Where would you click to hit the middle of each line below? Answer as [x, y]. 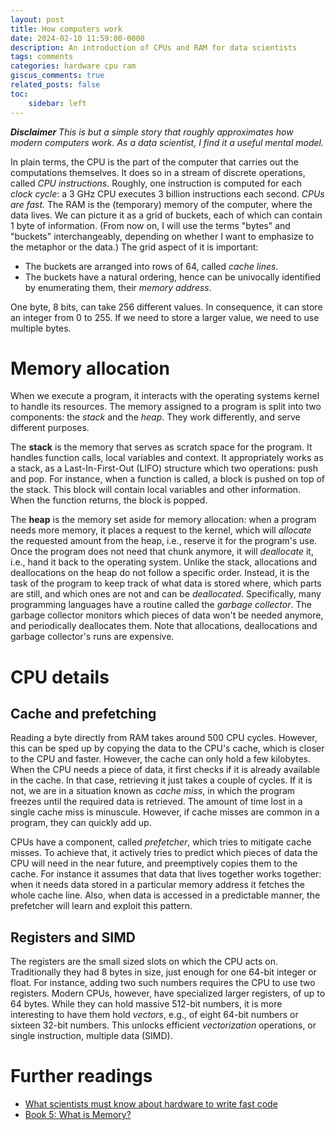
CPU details [60, 677]
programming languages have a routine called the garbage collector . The [161, 605]
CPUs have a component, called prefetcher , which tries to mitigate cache [161, 842]
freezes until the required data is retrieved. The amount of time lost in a [156, 802]
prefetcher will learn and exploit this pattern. [101, 906]
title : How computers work [66, 29]
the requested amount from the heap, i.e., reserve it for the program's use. [164, 541]
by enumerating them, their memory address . [118, 287]
